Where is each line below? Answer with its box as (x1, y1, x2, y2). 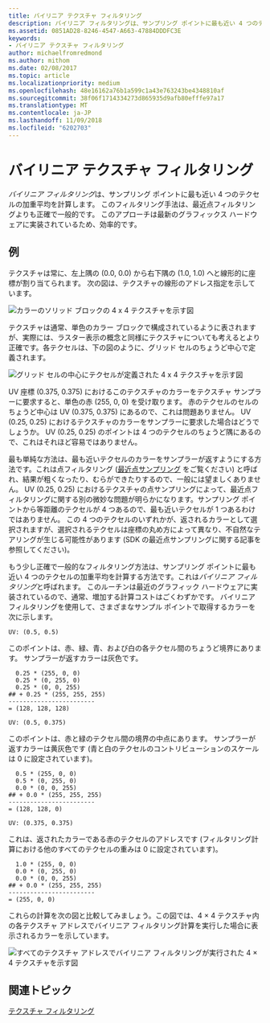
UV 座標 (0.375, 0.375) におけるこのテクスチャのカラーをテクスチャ (8, 387, 232, 396)
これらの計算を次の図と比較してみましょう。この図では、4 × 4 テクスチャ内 (8, 910, 260, 920)
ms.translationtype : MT (8, 101, 88, 109)
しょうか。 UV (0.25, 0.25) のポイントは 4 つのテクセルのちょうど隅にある (8, 427, 255, 437)
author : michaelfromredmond (8, 49, 103, 57)
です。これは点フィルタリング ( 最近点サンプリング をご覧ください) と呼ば (14, 464, 258, 474)
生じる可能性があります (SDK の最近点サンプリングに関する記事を (43, 534, 262, 544)
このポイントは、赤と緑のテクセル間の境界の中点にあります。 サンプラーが (8, 733, 256, 743)
